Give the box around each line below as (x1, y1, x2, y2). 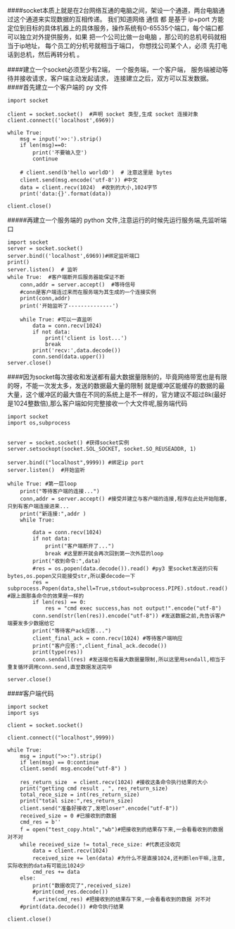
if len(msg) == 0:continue (20, 759, 99, 766)
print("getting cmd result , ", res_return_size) (20, 785, 169, 792)
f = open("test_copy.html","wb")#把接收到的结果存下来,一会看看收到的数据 (20, 826, 224, 833)
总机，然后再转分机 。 (19, 50, 83, 59)
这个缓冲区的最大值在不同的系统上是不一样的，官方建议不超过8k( (25, 391, 215, 398)
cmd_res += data (32, 868, 80, 875)
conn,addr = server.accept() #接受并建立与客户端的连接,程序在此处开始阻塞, (20, 495, 228, 502)
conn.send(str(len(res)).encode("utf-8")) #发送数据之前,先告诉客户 (32, 613, 226, 620)
